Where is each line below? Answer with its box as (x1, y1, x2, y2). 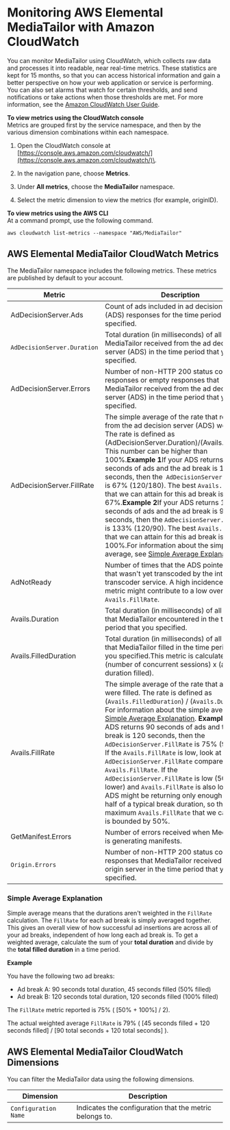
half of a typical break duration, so (105, 799, 216, 809)
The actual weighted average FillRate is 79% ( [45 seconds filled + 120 (7, 1019, 210, 1027)
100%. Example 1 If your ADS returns (105, 454, 224, 464)
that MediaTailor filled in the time (105, 642, 210, 652)
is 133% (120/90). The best (105, 523, 196, 532)
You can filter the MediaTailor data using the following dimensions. (7, 1074, 195, 1083)
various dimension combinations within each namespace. (7, 128, 169, 136)
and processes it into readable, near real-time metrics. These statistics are (7, 64, 217, 72)
